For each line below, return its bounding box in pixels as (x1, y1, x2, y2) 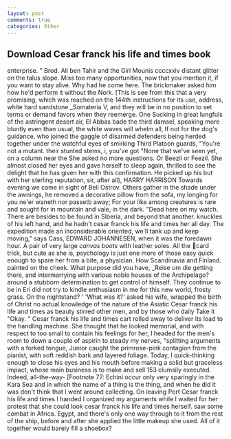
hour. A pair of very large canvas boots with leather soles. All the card (7, 242, 210, 250)
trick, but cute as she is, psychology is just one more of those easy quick (7, 249, 214, 258)
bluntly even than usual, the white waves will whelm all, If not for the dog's (7, 125, 218, 133)
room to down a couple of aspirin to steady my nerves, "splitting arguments (7, 337, 221, 345)
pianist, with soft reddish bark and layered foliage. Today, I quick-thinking (7, 351, 215, 359)
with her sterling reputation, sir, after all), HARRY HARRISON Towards (7, 176, 203, 184)
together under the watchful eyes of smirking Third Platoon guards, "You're (7, 139, 221, 148)
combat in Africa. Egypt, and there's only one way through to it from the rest (7, 409, 223, 418)
